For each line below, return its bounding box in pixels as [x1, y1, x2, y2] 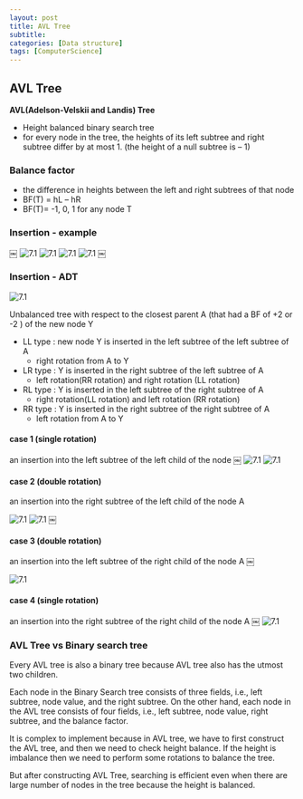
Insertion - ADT [9, 271, 79, 284]
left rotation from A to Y [35, 413, 124, 424]
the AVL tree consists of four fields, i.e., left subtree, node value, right [9, 706, 269, 717]
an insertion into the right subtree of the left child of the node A [9, 496, 245, 507]
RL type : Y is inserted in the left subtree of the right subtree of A [22, 384, 264, 395]
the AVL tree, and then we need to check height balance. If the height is [9, 742, 277, 753]
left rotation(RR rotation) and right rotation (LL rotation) [35, 374, 241, 385]
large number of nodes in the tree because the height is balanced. [9, 779, 256, 790]
